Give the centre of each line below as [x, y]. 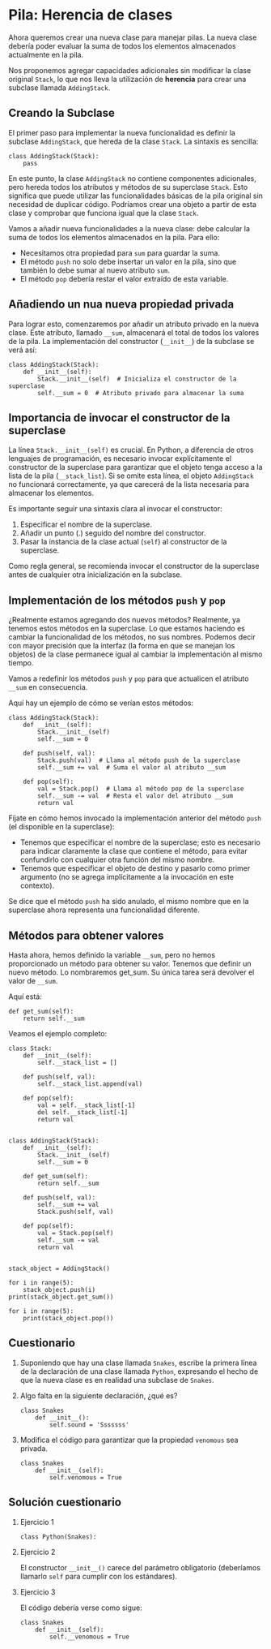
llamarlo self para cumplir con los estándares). [99, 1576]
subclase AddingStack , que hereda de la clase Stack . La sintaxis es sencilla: [133, 141]
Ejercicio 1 [37, 1522]
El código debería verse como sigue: [81, 1608]
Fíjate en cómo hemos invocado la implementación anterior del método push [135, 818]
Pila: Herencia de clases [91, 15]
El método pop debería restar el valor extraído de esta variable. [124, 278]
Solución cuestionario [65, 1503]
